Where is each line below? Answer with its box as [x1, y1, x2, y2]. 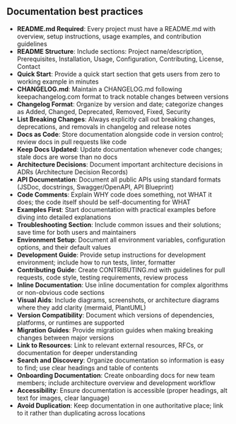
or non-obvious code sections [16, 288, 105, 296]
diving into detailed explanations [16, 213, 112, 221]
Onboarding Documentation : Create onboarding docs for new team [16, 371, 216, 379]
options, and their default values [16, 242, 111, 251]
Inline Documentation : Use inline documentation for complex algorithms [16, 280, 229, 289]
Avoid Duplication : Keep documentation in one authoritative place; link [16, 401, 224, 410]
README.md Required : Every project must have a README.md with [16, 24, 216, 33]
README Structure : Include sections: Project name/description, [16, 47, 204, 55]
